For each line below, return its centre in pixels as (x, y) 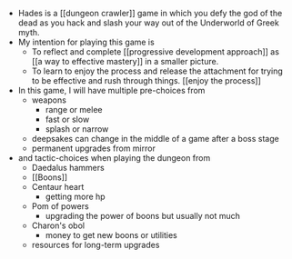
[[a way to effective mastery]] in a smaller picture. (125, 61)
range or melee (74, 110)
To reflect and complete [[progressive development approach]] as (156, 52)
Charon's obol (58, 225)
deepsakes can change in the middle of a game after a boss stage (155, 139)
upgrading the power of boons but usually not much (143, 216)
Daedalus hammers (68, 168)
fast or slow (67, 119)
